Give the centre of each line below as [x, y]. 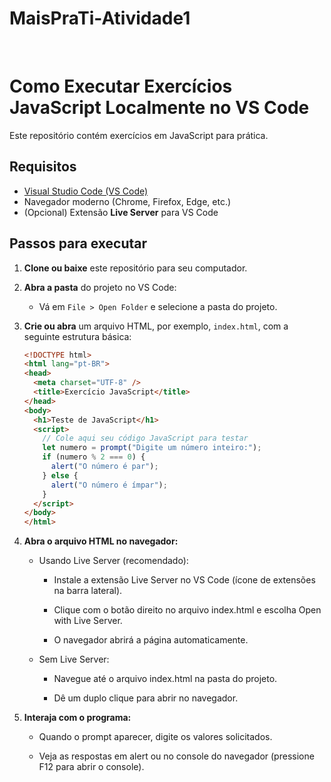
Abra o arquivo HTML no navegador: [101, 541]
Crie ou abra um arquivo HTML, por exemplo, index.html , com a [156, 326]
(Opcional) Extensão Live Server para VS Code [121, 212]
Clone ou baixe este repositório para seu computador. [135, 268]
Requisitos [43, 167]
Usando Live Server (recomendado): [113, 561]
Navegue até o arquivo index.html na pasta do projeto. [165, 679]
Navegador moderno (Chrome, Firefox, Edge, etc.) [127, 201]
